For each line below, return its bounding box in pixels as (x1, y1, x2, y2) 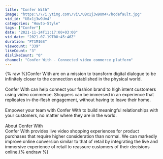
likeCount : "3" (5, 48, 36, 53)
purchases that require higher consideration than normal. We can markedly (5, 133, 158, 139)
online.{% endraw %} (5, 149, 49, 155)
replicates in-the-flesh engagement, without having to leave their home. (5, 97, 151, 103)
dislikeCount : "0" (5, 53, 43, 58)
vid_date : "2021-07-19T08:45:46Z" (5, 35, 76, 40)
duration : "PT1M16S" (5, 39, 48, 44)
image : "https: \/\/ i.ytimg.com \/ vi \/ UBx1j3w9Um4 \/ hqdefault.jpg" (5, 12, 142, 17)
